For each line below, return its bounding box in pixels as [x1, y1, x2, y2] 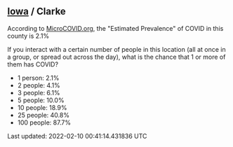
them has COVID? [7, 59, 58, 69]
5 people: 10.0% [17, 96, 65, 104]
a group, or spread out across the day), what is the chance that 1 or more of [7, 52, 226, 61]
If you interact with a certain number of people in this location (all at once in [7, 45, 226, 53]
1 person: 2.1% [17, 73, 60, 82]
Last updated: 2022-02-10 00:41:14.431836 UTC [7, 132, 147, 140]
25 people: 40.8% [17, 111, 70, 119]
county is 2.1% [7, 31, 50, 40]
